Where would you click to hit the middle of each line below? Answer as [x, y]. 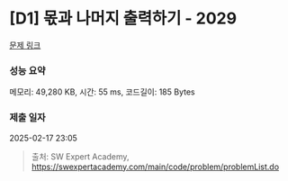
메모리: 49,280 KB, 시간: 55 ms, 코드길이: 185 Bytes [102, 92]
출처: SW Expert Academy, [80, 156]
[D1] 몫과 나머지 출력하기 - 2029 [123, 18]
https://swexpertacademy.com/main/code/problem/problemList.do [155, 167]
